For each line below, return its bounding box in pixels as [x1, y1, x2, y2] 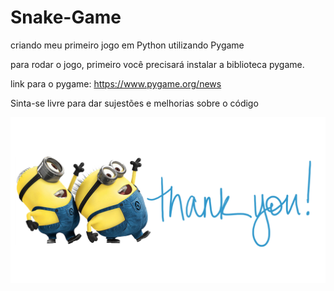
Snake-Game [10, 6, 122, 29]
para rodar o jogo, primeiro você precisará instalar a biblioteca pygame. [10, 58, 305, 70]
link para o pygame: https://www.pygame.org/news [10, 77, 222, 90]
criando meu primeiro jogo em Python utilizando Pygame [10, 39, 245, 51]
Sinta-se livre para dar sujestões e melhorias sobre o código [10, 97, 259, 109]
